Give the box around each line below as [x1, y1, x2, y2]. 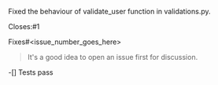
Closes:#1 [8, 22, 40, 31]
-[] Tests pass [8, 68, 54, 77]
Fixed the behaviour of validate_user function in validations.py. [8, 7, 211, 16]
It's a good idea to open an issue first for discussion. [27, 53, 198, 61]
